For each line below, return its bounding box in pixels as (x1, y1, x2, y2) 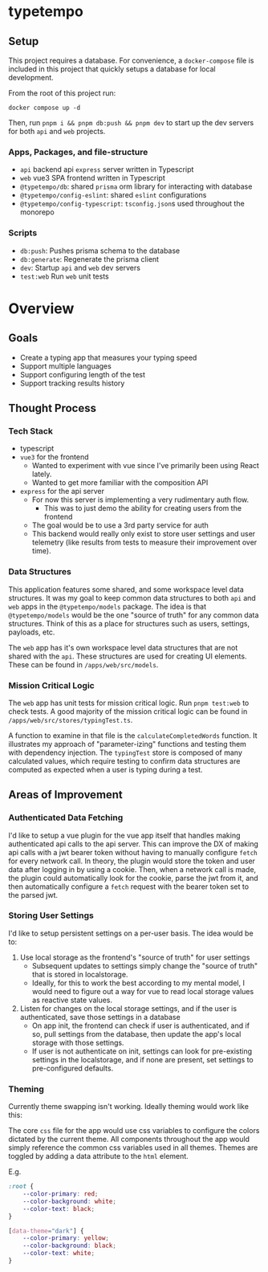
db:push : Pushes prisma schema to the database (19, 246, 181, 255)
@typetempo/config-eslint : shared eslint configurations (19, 190, 207, 200)
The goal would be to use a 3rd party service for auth (31, 520, 209, 530)
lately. (31, 469, 52, 479)
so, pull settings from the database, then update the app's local (31, 1029, 242, 1038)
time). (31, 546, 51, 556)
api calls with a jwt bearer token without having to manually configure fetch (8, 847, 258, 857)
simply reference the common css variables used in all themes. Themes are (8, 1143, 258, 1152)
